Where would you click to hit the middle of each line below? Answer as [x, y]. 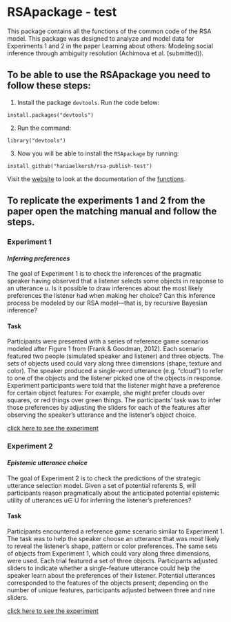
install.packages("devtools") [51, 115]
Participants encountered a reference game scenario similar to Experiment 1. [116, 531]
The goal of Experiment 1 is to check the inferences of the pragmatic [104, 274]
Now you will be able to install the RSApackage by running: [98, 153]
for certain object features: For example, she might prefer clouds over [106, 393]
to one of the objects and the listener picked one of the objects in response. [115, 378]
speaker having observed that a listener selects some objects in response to [115, 281]
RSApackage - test [62, 12]
